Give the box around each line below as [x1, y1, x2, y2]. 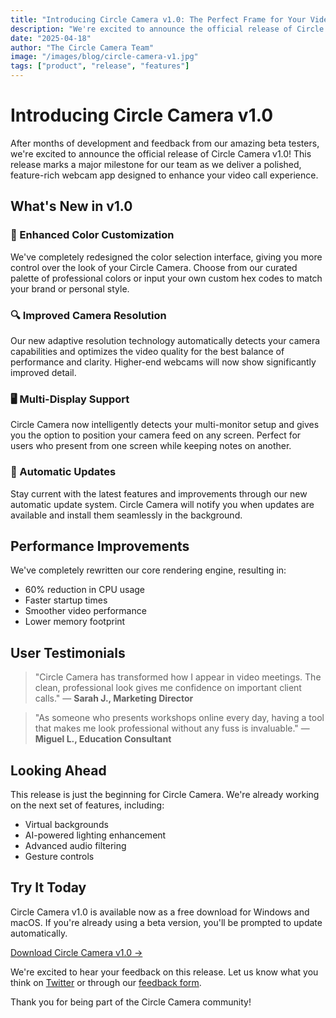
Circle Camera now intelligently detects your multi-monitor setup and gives [10, 419, 320, 431]
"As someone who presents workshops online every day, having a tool [34, 712, 325, 724]
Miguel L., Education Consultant [34, 733, 172, 745]
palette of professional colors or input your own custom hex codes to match [10, 272, 323, 284]
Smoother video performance [24, 605, 147, 617]
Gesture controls [24, 850, 95, 862]
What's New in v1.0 [10, 198, 133, 215]
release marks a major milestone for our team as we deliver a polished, [10, 158, 302, 170]
